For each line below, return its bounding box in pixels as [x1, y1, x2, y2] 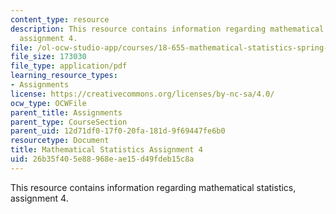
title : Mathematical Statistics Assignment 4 [10, 145, 203, 155]
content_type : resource [10, 14, 110, 25]
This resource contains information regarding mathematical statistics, [10, 181, 297, 193]
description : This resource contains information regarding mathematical [10, 24, 325, 34]
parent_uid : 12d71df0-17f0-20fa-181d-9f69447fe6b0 [10, 126, 226, 136]
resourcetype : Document [10, 136, 110, 146]
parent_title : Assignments [10, 107, 123, 118]
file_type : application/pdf [10, 61, 128, 71]
